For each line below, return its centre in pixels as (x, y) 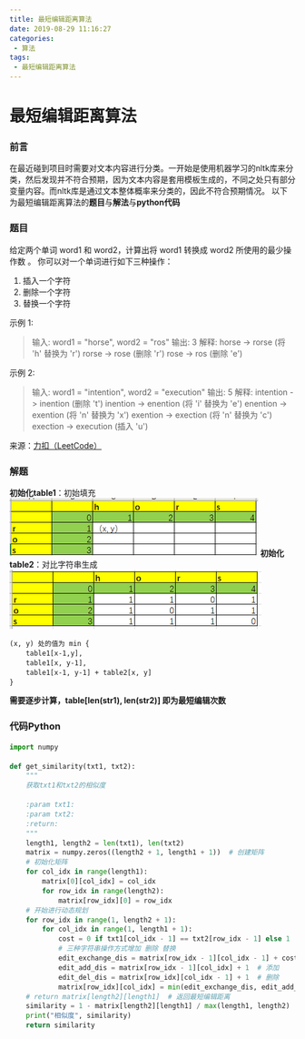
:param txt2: (50, 814)
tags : (20, 58)
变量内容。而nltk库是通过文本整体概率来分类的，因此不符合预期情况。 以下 (149, 191)
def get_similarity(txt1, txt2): (73, 766)
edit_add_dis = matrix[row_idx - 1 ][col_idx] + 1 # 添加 (168, 968)
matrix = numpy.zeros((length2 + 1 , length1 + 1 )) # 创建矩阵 (145, 852)
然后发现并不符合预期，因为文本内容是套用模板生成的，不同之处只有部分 (160, 180)
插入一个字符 (46, 280)
